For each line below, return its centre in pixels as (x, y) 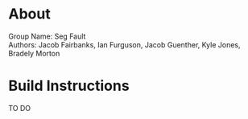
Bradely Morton (34, 53)
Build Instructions (69, 86)
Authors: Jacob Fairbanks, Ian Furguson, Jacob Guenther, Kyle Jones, (124, 44)
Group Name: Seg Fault (47, 36)
